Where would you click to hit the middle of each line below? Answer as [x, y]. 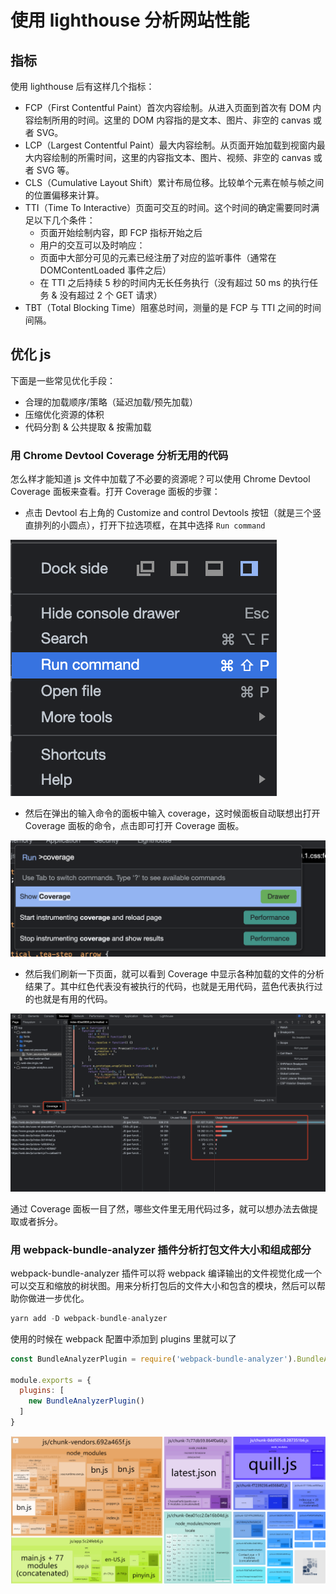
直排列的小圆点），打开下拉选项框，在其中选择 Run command [145, 525]
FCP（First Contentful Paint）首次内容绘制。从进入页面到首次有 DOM [167, 107]
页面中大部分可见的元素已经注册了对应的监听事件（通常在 [158, 257]
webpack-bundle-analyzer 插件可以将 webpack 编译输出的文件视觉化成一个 [166, 1273]
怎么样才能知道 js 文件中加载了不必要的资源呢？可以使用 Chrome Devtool [160, 479]
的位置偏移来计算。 [64, 195]
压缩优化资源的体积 [64, 414]
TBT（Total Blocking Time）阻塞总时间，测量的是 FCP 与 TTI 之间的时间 [173, 307]
